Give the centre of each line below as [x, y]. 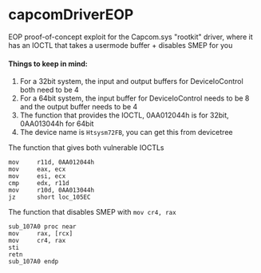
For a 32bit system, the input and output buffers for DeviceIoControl [131, 81]
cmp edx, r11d [39, 184]
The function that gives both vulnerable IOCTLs [86, 148]
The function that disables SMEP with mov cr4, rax [93, 212]
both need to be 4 [49, 90]
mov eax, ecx [37, 169]
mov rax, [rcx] [41, 234]
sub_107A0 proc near [43, 227]
